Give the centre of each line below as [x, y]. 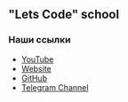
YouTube [37, 59]
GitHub [34, 78]
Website [36, 68]
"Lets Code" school [64, 15]
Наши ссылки [40, 40]
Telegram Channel [55, 87]
